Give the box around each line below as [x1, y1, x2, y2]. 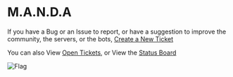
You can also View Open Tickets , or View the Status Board [7, 48, 177, 57]
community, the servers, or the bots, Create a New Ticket [7, 34, 174, 43]
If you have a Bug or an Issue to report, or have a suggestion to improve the [7, 27, 227, 36]
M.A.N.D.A [7, 4, 72, 20]
